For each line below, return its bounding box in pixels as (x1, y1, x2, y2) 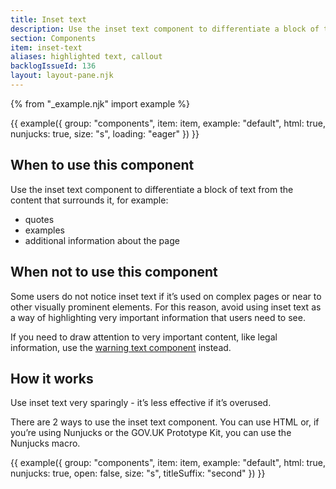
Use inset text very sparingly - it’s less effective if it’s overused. (10, 397, 272, 409)
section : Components (10, 33, 97, 43)
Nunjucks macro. (10, 437, 81, 450)
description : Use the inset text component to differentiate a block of (10, 24, 320, 34)
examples (24, 224, 65, 236)
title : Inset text (10, 14, 87, 25)
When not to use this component (10, 264, 218, 281)
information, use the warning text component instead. (10, 341, 232, 353)
